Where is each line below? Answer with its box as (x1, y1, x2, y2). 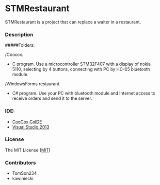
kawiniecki (12, 176, 34, 182)
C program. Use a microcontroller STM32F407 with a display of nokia (12, 61, 151, 67)
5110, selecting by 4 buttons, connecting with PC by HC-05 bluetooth (12, 66, 150, 72)
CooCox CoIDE (12, 119, 42, 125)
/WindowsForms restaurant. (5, 81, 61, 87)
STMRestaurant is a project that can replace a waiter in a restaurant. (5, 19, 141, 25)
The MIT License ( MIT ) (5, 147, 51, 153)
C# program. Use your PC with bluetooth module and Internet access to (12, 91, 156, 96)
